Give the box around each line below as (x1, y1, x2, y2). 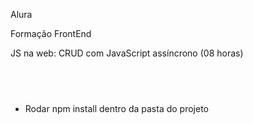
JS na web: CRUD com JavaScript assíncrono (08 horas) (10, 47, 244, 59)
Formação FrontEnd (10, 28, 92, 39)
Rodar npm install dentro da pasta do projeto (24, 102, 209, 114)
